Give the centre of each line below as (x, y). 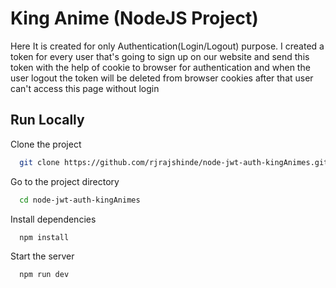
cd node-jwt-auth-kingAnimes (80, 200)
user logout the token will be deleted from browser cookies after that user (162, 78)
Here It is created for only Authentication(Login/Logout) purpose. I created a (167, 46)
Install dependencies (53, 219)
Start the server (42, 256)
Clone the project (46, 144)
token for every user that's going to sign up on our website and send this (160, 56)
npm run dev (44, 275)
